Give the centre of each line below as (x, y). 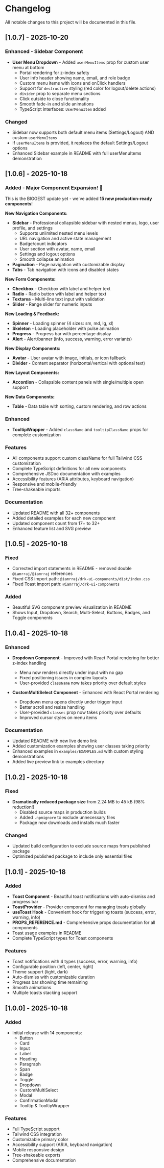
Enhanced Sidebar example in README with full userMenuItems (77, 153)
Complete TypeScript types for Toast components (63, 938)
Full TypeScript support (36, 1129)
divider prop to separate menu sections (60, 93)
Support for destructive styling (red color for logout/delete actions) (88, 88)
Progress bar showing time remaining (50, 982)
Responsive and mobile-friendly (44, 484)
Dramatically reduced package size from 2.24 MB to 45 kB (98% (79, 802)
